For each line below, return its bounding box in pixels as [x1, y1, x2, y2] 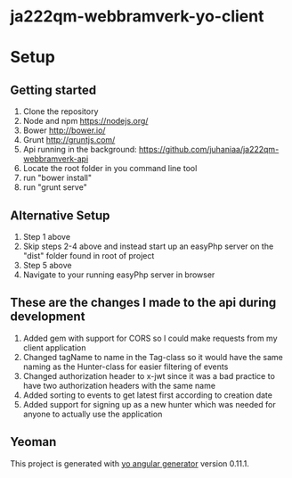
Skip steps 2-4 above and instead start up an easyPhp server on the [22, 241, 274, 251]
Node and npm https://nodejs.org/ [22, 116, 149, 127]
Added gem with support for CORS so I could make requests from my [22, 333, 279, 343]
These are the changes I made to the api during [10, 295, 277, 310]
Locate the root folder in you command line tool [22, 163, 198, 174]
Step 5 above [22, 260, 72, 270]
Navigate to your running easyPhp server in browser [22, 269, 215, 280]
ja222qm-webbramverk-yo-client [10, 6, 264, 27]
